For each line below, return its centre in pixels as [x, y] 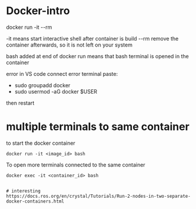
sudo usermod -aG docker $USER [56, 91]
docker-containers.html [35, 201]
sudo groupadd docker [42, 85]
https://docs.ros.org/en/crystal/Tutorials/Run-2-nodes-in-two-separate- [99, 196]
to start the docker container [41, 143]
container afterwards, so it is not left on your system [69, 45]
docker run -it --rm [29, 27]
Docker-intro [38, 11]
